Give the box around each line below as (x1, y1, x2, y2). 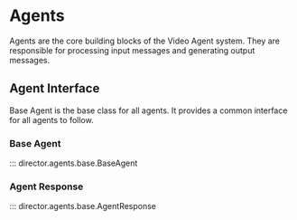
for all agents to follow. (9, 114, 94, 125)
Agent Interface (9, 81, 100, 96)
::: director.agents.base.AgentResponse (9, 201, 156, 212)
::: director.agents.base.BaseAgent (9, 158, 138, 168)
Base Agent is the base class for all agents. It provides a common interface (9, 105, 288, 116)
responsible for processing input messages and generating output (9, 44, 255, 55)
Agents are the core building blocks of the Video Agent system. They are (9, 35, 281, 46)
